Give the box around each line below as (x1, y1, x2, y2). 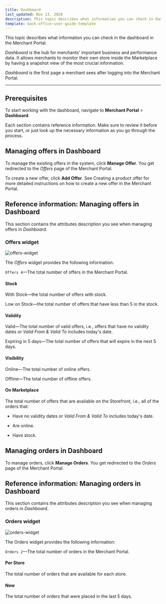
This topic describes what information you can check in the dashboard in (5, 35, 154, 41)
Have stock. (12, 432, 37, 438)
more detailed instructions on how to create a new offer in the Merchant (5, 180, 152, 186)
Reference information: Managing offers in (5, 200, 139, 208)
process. (5, 133, 23, 139)
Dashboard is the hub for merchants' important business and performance (5, 50, 157, 56)
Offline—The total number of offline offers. (5, 376, 92, 382)
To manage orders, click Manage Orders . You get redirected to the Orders (5, 460, 157, 466)
